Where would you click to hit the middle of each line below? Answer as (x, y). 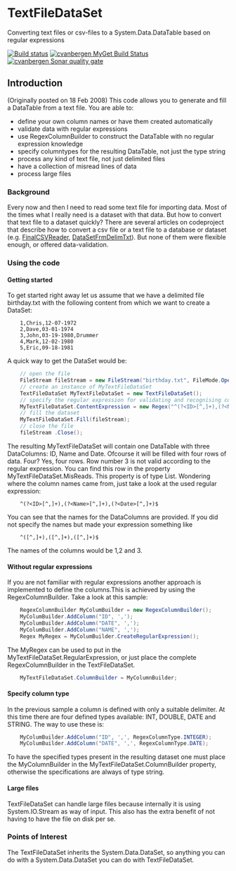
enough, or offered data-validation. (58, 245)
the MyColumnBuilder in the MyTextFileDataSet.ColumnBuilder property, (112, 765)
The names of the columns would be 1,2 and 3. (75, 550)
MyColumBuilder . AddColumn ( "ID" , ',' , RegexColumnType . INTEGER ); (116, 737)
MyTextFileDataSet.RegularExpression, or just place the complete (102, 657)
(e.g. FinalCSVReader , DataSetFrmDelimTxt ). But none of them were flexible (117, 237)
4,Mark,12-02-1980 (47, 342)
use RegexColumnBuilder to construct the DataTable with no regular (116, 136)
